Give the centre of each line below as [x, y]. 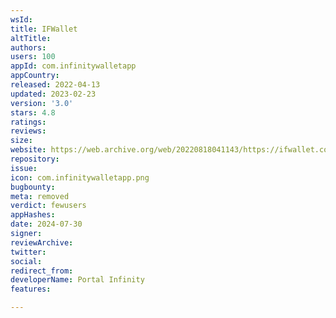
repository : [35, 159]
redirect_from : [42, 271]
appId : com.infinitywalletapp [73, 66]
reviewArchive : [42, 242]
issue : [24, 168]
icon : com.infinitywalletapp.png [80, 177]
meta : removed [40, 196]
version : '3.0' [42, 103]
